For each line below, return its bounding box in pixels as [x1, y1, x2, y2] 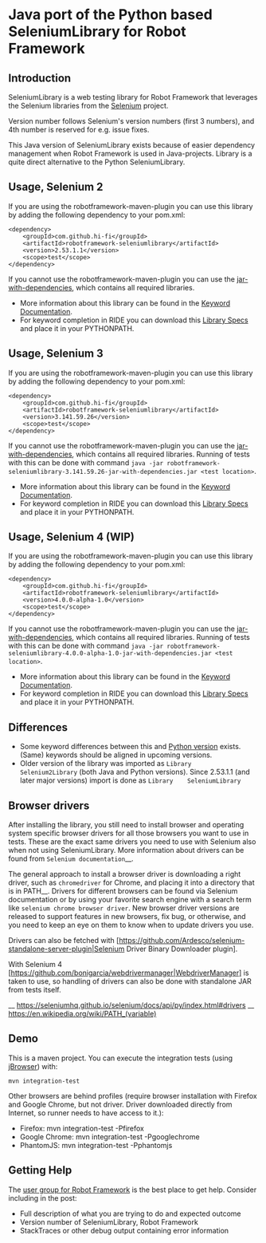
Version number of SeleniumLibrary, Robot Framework [19, 1217, 199, 1226]
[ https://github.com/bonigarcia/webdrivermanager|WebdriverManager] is [8, 968, 249, 978]
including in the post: [8, 1193, 77, 1202]
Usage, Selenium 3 [8, 347, 104, 361]
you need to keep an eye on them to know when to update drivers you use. [8, 920, 254, 930]
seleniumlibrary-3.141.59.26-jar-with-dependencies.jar [8, 468, 198, 475]
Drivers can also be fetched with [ [8, 936, 119, 945]
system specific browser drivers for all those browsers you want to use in [8, 828, 249, 839]
